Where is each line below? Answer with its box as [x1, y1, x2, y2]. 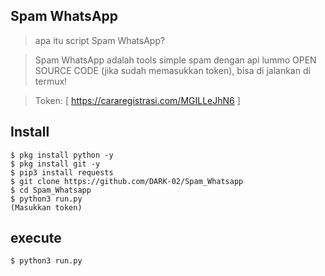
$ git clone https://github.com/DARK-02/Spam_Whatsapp [10, 176, 244, 186]
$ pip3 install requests [10, 167, 114, 178]
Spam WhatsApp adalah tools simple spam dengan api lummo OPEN [34, 54, 317, 66]
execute [10, 230, 62, 247]
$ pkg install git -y [10, 159, 101, 169]
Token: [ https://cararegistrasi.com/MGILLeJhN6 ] [34, 94, 241, 106]
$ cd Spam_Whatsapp [10, 185, 92, 195]
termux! [34, 75, 68, 87]
